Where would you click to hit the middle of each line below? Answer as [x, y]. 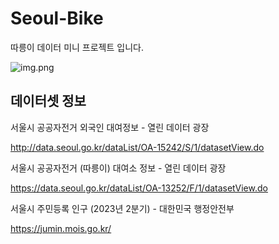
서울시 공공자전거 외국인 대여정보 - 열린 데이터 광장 [110, 127]
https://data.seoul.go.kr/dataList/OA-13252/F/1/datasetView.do [139, 188]
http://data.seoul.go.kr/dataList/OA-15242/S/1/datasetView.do [137, 147]
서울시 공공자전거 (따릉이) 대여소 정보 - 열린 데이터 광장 [118, 168]
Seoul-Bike [57, 18]
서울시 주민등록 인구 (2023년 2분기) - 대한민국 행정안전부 [122, 208]
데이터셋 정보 [48, 101]
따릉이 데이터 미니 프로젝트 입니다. [77, 47]
